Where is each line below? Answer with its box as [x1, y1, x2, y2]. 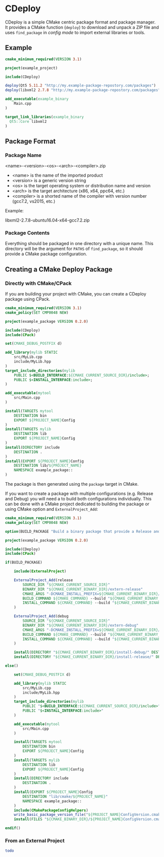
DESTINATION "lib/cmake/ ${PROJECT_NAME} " [22, 794, 108, 799]
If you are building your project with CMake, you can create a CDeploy [5, 291, 146, 297]
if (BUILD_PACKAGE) [5, 560, 42, 565]
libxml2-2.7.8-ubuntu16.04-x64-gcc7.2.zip [5, 217, 90, 223]
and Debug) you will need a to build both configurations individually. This [5, 496, 152, 502]
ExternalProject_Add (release [14, 578, 73, 583]
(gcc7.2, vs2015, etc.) [12, 199, 56, 204]
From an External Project [5, 837, 65, 844]
